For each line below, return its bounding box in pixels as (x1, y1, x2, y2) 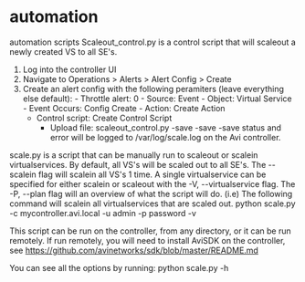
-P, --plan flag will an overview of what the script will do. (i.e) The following (9, 188, 293, 199)
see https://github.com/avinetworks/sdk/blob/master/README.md (9, 245, 258, 256)
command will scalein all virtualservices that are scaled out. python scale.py (9, 198, 296, 209)
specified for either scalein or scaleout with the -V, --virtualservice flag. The (9, 178, 296, 189)
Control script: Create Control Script (36, 112, 173, 123)
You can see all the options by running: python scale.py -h (9, 262, 229, 273)
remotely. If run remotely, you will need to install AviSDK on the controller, (9, 235, 286, 245)
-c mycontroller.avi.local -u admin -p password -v (9, 207, 196, 218)
